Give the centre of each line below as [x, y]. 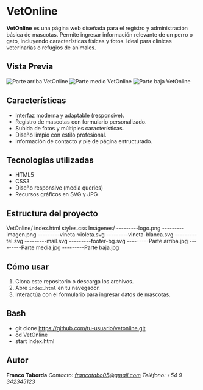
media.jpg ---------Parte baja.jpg [77, 247]
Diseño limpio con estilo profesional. [61, 135]
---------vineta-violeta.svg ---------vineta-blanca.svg [105, 235]
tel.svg [15, 241]
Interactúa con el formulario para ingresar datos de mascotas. [93, 294]
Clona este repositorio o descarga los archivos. [74, 281]
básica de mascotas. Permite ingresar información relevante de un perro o [100, 34]
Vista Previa [30, 67]
